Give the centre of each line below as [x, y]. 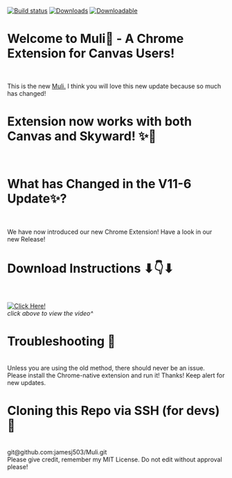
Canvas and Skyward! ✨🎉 [82, 136]
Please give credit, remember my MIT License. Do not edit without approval [115, 459]
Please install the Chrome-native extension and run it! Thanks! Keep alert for [116, 375]
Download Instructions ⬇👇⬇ [91, 268]
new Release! [26, 239]
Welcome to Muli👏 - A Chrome [96, 39]
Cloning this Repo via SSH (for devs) [114, 410]
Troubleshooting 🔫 [61, 341]
